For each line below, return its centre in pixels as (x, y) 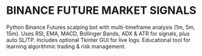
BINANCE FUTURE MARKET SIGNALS (101, 11)
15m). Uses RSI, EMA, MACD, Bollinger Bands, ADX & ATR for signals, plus (98, 33)
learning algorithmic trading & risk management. (66, 46)
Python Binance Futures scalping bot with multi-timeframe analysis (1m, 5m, (101, 27)
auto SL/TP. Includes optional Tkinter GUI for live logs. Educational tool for (99, 40)
